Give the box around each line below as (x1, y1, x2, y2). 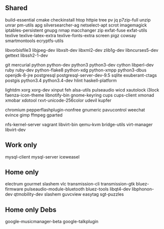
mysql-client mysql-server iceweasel (5, 154, 80, 160)
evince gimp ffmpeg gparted (5, 112, 63, 118)
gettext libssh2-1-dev (5, 52, 48, 58)
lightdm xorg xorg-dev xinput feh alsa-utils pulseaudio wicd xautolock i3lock (5, 87, 160, 92)
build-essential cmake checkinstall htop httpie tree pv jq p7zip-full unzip (5, 17, 151, 23)
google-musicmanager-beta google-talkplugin (5, 219, 99, 225)
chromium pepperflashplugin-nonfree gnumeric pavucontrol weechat (5, 107, 145, 113)
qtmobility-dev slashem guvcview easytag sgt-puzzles (14, 191, 124, 197)
